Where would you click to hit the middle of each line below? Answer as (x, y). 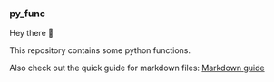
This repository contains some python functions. (100, 50)
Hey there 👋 (32, 33)
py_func (27, 14)
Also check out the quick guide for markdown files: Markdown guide (137, 68)
